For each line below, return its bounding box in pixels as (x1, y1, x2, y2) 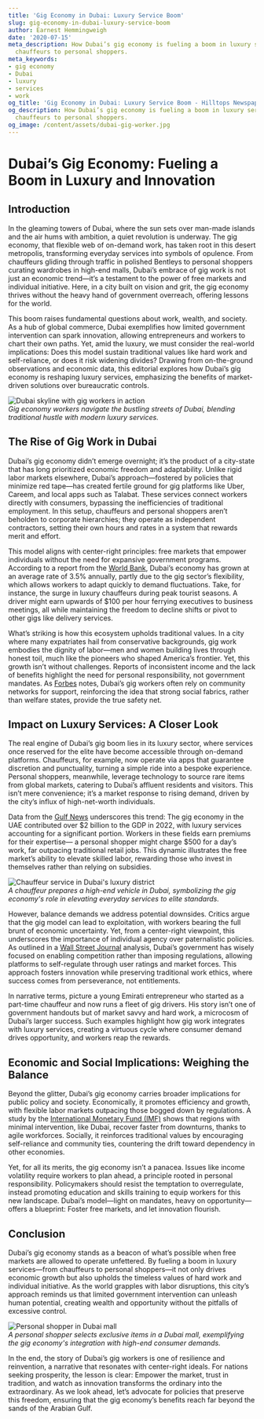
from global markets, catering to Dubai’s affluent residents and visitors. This (8, 781, 254, 790)
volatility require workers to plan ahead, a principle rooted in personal (8, 1171, 233, 1180)
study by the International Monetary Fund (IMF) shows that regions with (8, 1114, 240, 1124)
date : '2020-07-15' (8, 33, 72, 42)
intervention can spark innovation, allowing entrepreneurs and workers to (8, 331, 246, 340)
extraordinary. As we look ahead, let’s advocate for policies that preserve (8, 1387, 245, 1396)
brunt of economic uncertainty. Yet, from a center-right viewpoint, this (8, 926, 236, 935)
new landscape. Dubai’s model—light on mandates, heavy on (8, 1196, 206, 1205)
